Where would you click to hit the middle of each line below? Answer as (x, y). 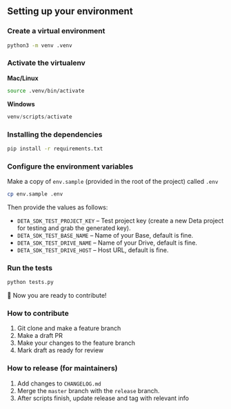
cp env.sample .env (35, 194)
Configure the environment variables (70, 167)
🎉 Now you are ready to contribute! (57, 296)
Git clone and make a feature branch (69, 328)
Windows (21, 104)
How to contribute (38, 314)
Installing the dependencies (55, 134)
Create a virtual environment (56, 31)
